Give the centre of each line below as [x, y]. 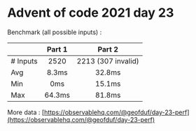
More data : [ [26, 112]
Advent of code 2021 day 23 [91, 13]
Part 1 [57, 49]
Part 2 [108, 49]
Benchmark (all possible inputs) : [55, 32]
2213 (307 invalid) [108, 61]
